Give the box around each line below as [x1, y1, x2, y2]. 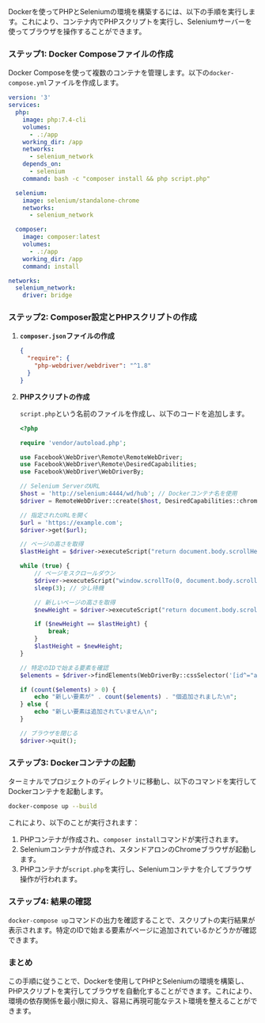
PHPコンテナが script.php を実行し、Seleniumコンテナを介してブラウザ [19, 864, 252, 874]
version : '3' [8, 94, 51, 102]
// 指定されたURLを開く [19, 511, 89, 519]
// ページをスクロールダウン [34, 569, 116, 577]
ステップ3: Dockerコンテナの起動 [8, 757, 136, 768]
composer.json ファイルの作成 [19, 331, 115, 341]
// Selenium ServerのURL [19, 482, 101, 490]
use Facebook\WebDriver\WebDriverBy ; [19, 468, 145, 476]
